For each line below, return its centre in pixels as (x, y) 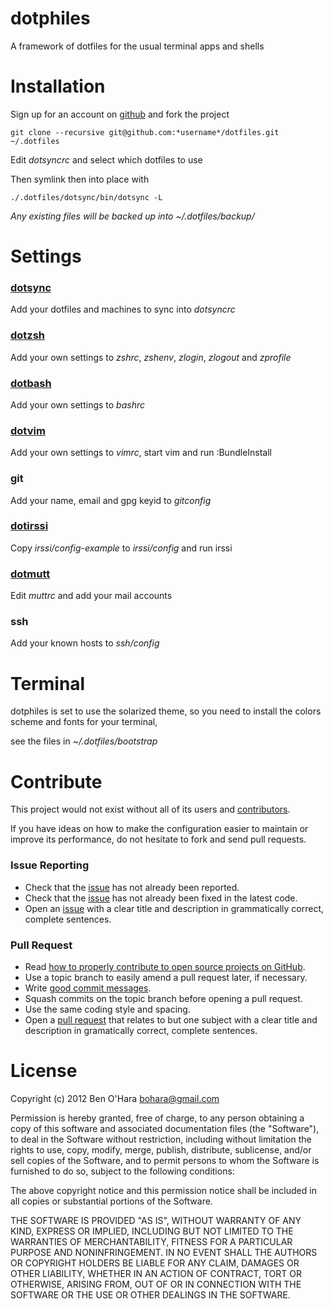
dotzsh (28, 335)
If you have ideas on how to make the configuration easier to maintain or (159, 829)
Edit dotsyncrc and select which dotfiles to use (106, 159)
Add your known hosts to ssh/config (85, 643)
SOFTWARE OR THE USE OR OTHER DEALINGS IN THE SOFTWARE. (150, 1294)
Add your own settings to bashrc (77, 404)
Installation (58, 86)
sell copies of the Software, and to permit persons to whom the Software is (165, 1160)
